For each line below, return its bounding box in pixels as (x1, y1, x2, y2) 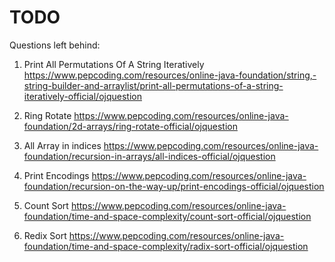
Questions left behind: (9, 39, 101, 51)
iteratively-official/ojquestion (23, 90, 142, 102)
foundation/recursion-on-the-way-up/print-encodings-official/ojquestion (23, 180, 325, 192)
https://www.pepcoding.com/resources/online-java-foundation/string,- (23, 69, 317, 81)
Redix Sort (23, 229, 67, 241)
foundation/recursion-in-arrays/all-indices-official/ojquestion (23, 150, 276, 162)
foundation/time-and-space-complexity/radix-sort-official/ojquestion (23, 240, 309, 252)
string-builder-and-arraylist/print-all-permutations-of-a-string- (23, 79, 284, 91)
